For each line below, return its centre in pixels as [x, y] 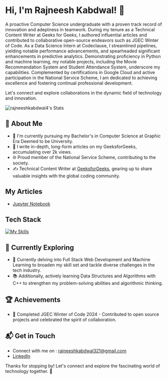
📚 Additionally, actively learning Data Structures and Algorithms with [84, 276]
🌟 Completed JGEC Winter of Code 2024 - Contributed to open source [86, 314]
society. [21, 163]
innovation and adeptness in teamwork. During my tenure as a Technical [80, 29]
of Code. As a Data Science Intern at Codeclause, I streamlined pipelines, [81, 45]
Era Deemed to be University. [43, 141]
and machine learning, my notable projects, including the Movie [71, 61]
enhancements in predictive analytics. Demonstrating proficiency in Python [83, 56]
